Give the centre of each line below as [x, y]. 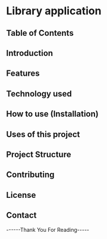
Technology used [39, 94]
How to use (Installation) [53, 114]
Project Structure [39, 154]
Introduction [30, 53]
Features [23, 74]
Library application [54, 11]
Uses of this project [43, 134]
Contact [21, 215]
